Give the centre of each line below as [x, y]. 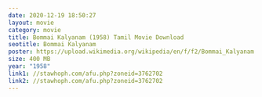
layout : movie [31, 23]
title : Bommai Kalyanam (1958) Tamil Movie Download [96, 37]
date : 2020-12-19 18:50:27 [52, 15]
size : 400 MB [29, 59]
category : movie [35, 30]
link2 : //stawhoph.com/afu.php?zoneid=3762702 [86, 81]
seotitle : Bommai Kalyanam [52, 45]
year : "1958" [29, 66]
